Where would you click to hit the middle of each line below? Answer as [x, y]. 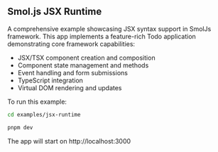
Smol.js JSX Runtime [55, 12]
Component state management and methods [83, 65]
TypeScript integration [50, 80]
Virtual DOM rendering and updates [70, 87]
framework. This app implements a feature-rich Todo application [102, 36]
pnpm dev [20, 127]
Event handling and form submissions [72, 72]
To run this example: [37, 102]
